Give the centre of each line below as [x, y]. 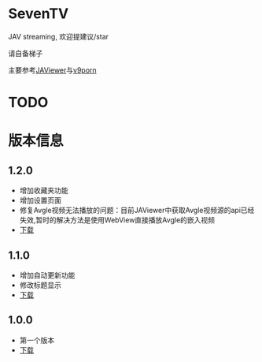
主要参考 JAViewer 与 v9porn [52, 70]
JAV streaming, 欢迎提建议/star [58, 36]
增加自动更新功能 [47, 275]
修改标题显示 [40, 285]
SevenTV [39, 14]
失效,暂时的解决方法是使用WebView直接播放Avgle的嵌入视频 [117, 220]
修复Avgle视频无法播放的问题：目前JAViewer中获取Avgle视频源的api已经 [137, 211]
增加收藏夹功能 [44, 191]
